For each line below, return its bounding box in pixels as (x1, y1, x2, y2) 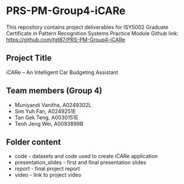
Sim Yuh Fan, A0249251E (14, 108, 76, 115)
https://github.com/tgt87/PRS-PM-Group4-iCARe (6, 36, 125, 43)
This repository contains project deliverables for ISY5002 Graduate (6, 24, 169, 31)
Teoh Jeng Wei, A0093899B (14, 120, 83, 127)
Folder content (6, 137, 61, 147)
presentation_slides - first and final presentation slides (14, 159, 146, 166)
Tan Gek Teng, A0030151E (14, 113, 78, 121)
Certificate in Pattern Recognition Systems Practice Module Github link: (6, 29, 179, 36)
